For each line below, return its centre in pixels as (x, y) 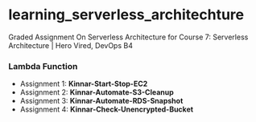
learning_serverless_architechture (126, 15)
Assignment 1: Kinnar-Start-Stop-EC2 (84, 84)
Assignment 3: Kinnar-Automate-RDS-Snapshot (101, 101)
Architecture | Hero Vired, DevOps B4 (70, 45)
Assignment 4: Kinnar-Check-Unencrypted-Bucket (107, 109)
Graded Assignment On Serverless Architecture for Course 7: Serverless (128, 37)
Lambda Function (43, 66)
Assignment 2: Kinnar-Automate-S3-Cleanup (97, 92)
